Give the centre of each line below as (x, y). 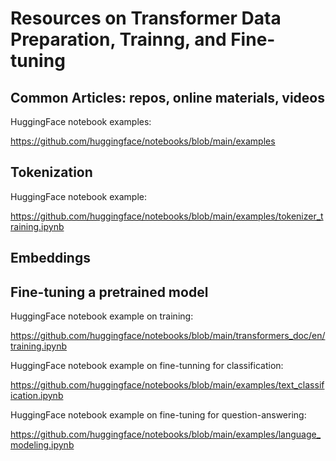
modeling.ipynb (42, 445)
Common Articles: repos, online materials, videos (167, 97)
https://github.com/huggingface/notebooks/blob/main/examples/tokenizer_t (167, 216)
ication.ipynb (37, 396)
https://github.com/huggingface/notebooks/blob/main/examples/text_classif (167, 385)
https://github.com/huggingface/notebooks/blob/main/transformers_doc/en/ (168, 336)
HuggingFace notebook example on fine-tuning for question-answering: (158, 415)
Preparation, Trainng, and (118, 39)
